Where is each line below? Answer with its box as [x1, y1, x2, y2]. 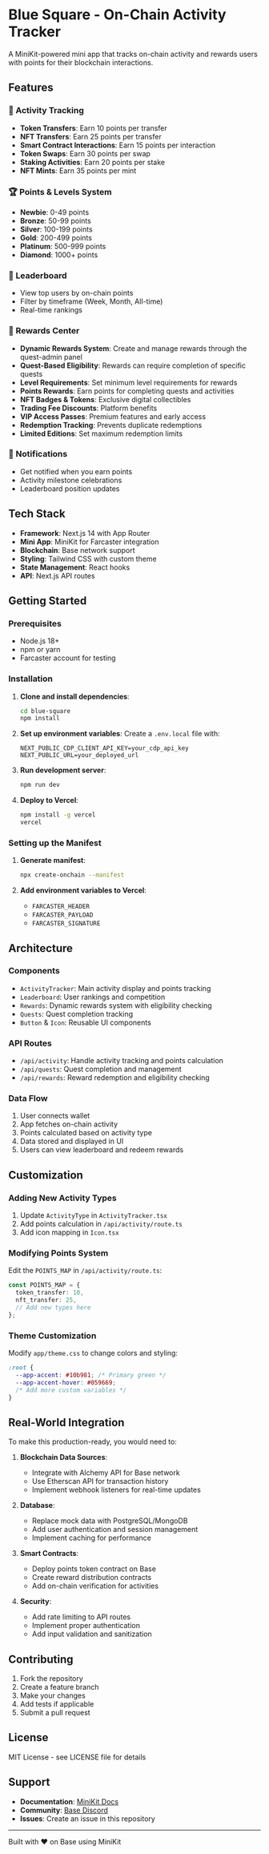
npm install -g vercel [19, 811, 96, 819]
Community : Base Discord [19, 1805, 108, 1815]
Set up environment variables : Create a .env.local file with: [19, 729, 220, 739]
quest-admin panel [19, 352, 82, 361]
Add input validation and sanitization [31, 1629, 152, 1639]
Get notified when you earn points [19, 466, 133, 476]
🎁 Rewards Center [8, 325, 80, 337]
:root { [8, 1364, 34, 1372]
